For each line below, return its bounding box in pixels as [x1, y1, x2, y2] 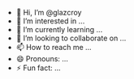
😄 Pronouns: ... [15, 54, 69, 64]
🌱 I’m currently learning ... [15, 25, 103, 34]
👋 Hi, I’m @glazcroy [15, 8, 82, 17]
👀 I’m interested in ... [15, 16, 85, 26]
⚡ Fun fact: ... [15, 63, 61, 73]
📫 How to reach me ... [15, 43, 92, 52]
